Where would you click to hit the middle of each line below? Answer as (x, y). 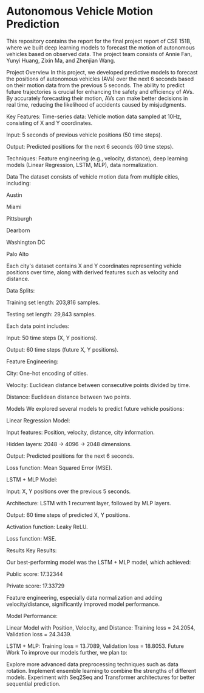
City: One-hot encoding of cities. (47, 373)
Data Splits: (21, 290)
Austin (14, 195)
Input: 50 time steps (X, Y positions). (52, 338)
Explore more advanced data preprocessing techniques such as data (93, 664)
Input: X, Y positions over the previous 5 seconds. (69, 491)
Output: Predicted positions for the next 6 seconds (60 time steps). (90, 146)
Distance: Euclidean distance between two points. (69, 397)
